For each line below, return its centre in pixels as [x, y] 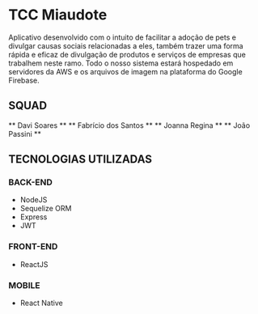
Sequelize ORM [46, 209]
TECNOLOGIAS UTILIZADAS [80, 159]
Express [34, 217]
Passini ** [25, 134]
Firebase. [24, 80]
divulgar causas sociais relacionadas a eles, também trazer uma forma [126, 45]
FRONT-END [33, 247]
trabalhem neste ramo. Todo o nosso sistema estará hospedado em [121, 63]
